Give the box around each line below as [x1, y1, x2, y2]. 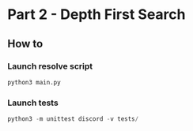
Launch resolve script [7, 61, 93, 72]
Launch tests [7, 97, 59, 108]
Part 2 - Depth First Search [7, 6, 186, 24]
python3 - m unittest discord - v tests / [7, 115, 139, 123]
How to [7, 37, 44, 51]
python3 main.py [7, 78, 61, 86]
